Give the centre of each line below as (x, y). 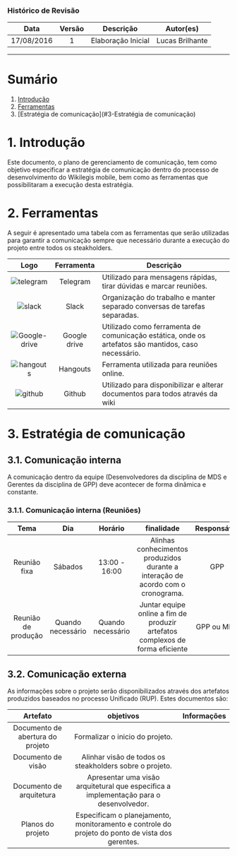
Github (75, 394)
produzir (163, 622)
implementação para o (123, 795)
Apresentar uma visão (123, 778)
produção (27, 636)
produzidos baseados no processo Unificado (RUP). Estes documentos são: (118, 699)
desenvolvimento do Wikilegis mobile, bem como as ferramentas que (108, 177)
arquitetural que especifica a (123, 786)
